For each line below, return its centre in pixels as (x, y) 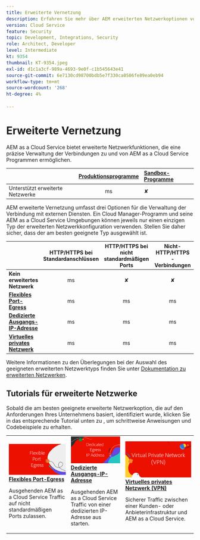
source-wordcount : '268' (37, 88)
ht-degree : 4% (24, 94)
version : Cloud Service (36, 25)
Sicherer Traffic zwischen (156, 500)
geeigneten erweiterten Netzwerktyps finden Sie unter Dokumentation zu (96, 369)
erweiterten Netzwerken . (37, 375)
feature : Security (29, 32)
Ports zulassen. (27, 516)
